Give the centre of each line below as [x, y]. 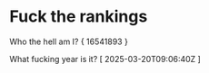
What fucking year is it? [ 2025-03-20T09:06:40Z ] [105, 59]
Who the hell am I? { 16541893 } [69, 41]
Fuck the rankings [79, 17]
